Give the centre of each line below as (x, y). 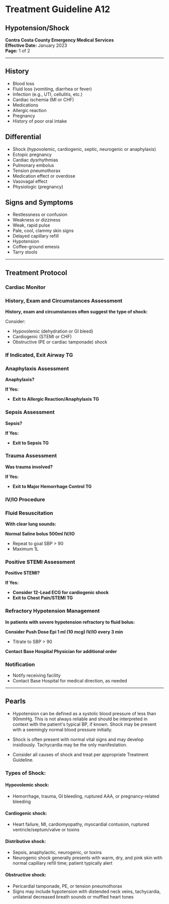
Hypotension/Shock (37, 28)
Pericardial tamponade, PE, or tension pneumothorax (67, 886)
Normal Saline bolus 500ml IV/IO (40, 534)
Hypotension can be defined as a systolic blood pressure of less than (84, 713)
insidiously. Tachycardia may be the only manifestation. (70, 745)
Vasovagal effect (30, 181)
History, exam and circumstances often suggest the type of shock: (76, 312)
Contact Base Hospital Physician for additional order (61, 651)
